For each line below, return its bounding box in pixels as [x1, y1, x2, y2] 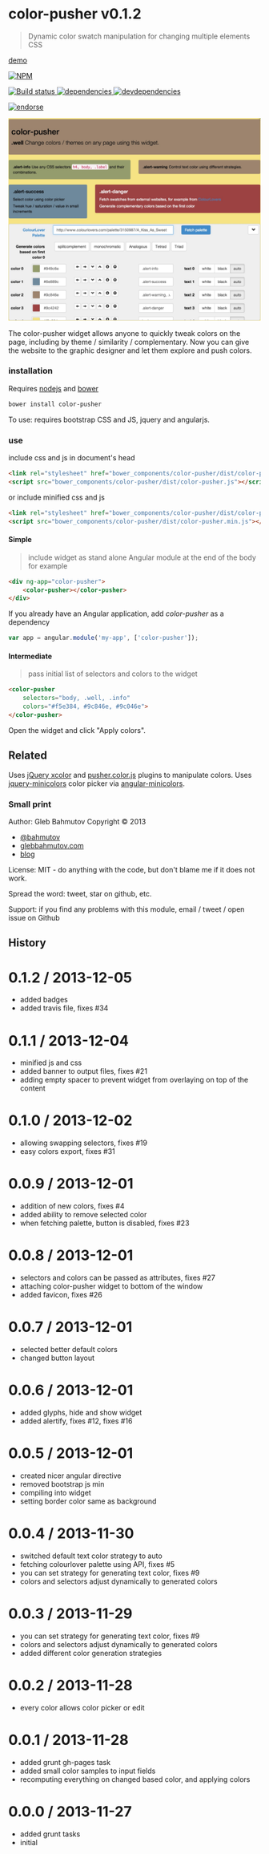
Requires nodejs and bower [8, 383, 98, 393]
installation [8, 366, 54, 377]
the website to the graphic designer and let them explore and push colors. [8, 346, 252, 355]
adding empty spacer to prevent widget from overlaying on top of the [19, 1075, 249, 1085]
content [19, 1083, 46, 1093]
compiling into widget [19, 1488, 92, 1497]
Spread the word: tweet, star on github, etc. [8, 889, 152, 899]
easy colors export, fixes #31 [19, 1147, 116, 1156]
